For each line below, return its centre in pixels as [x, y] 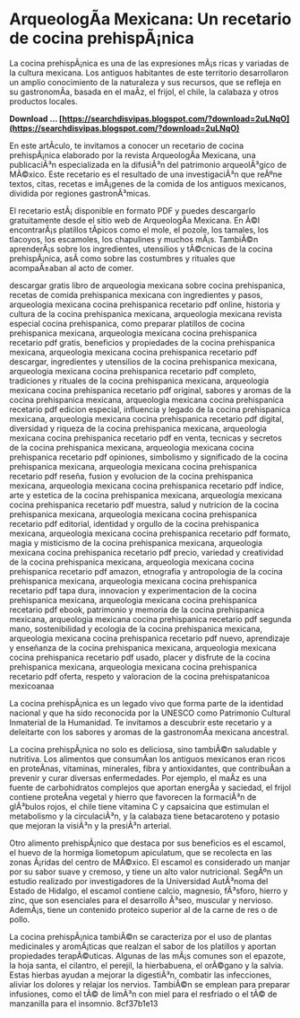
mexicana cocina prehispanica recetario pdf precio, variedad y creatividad [146, 552]
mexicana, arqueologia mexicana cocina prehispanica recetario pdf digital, [147, 418]
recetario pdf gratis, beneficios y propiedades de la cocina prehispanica [142, 342]
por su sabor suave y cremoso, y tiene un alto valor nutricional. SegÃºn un [146, 872]
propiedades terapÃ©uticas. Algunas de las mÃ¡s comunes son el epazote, [148, 955]
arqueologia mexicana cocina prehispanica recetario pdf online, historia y [145, 304]
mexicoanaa [32, 686]
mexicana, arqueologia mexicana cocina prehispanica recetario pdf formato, [150, 533]
